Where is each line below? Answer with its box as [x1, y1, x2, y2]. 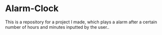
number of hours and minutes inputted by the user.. [5, 24, 110, 30]
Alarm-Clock [5, 3, 59, 14]
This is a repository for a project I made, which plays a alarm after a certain [5, 19, 158, 25]
